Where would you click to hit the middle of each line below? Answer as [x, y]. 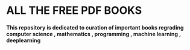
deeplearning [24, 40]
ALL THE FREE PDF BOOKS [74, 11]
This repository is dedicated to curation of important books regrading [95, 27]
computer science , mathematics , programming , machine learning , [93, 34]
